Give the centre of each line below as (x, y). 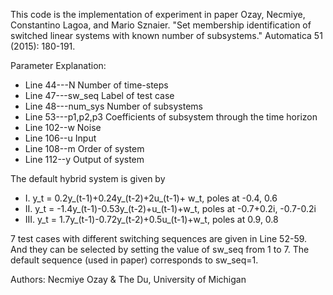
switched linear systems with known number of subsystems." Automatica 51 (166, 35)
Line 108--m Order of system (84, 148)
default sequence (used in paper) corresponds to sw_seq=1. (134, 260)
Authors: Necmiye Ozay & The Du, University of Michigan (128, 279)
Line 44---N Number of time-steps (96, 85)
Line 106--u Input (60, 138)
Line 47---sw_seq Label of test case (99, 95)
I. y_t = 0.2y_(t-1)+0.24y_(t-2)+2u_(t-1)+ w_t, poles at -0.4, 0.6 (151, 198)
